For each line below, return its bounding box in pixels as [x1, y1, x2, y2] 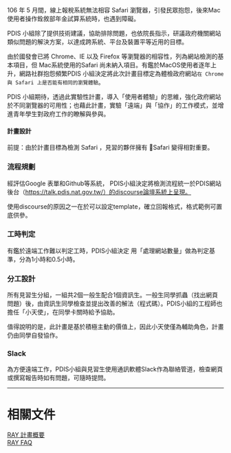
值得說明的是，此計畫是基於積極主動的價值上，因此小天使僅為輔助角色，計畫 [7, 323, 224, 331]
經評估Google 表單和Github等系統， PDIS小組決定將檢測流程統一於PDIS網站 [7, 179, 222, 187]
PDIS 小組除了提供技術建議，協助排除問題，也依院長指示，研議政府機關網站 [7, 30, 221, 37]
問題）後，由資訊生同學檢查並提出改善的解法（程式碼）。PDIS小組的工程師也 [7, 299, 223, 307]
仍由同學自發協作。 [7, 332, 62, 340]
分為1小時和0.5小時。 [19, 255, 79, 263]
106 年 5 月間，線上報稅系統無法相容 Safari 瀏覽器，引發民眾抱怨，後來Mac [7, 6, 221, 14]
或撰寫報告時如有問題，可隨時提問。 [7, 373, 110, 382]
